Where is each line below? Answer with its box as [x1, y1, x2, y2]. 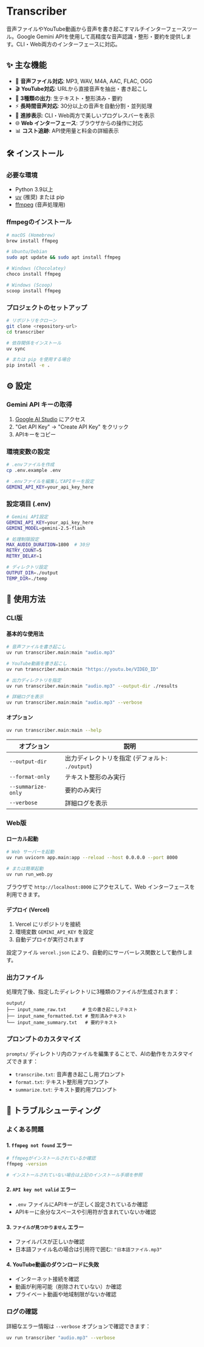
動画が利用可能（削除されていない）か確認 [15, 1283, 122, 1290]
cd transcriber [6, 329, 45, 335]
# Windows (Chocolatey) [6, 265, 67, 272]
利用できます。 [6, 890, 44, 898]
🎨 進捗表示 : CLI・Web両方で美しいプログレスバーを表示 [15, 112, 155, 119]
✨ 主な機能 [6, 60, 47, 71]
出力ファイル [6, 973, 44, 982]
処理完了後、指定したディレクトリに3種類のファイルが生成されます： [6, 988, 180, 995]
